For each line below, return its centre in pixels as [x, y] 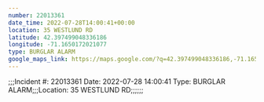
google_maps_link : [38, 60]
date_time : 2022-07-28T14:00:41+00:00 [71, 23]
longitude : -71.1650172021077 [58, 45]
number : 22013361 [37, 15]
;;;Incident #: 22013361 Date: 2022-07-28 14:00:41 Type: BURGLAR [117, 81]
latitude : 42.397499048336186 [58, 37]
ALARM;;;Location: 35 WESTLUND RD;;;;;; [76, 89]
